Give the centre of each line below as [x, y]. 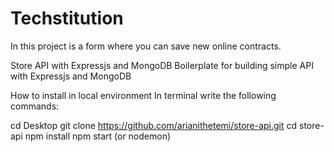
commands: [35, 106]
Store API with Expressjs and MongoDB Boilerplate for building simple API [162, 65]
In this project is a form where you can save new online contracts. [146, 46]
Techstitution [67, 18]
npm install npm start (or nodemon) [98, 136]
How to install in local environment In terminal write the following [143, 95]
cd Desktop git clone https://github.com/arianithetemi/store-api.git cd [154, 125]
